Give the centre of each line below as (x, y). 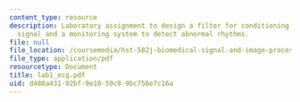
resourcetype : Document (54, 67)
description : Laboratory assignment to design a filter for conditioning (150, 26)
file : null (29, 42)
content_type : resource (54, 17)
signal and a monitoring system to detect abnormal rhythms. (133, 34)
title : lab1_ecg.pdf (48, 75)
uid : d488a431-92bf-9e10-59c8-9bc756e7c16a (92, 83)
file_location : (37, 51)
